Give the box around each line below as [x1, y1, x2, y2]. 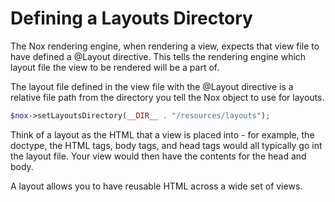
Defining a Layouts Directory [10, 7, 253, 30]
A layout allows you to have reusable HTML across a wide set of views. [10, 180, 303, 192]
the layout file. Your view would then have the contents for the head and [10, 150, 307, 162]
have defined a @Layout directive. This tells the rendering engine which [10, 50, 307, 62]
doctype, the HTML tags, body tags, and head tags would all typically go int [10, 139, 323, 151]
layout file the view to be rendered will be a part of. [10, 61, 220, 73]
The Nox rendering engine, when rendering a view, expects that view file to [10, 40, 320, 52]
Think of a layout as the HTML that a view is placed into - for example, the [10, 128, 315, 141]
